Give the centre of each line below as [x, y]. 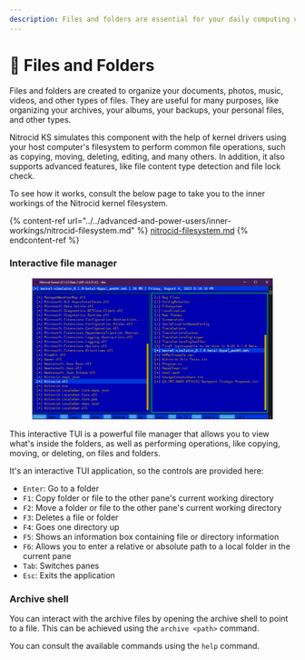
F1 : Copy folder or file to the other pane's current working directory [148, 498]
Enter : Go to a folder [61, 489]
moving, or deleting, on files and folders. [85, 454]
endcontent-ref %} [44, 240]
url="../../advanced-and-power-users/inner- [149, 220]
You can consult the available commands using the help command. [135, 646]
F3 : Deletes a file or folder [70, 517]
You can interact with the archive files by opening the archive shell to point [149, 619]
